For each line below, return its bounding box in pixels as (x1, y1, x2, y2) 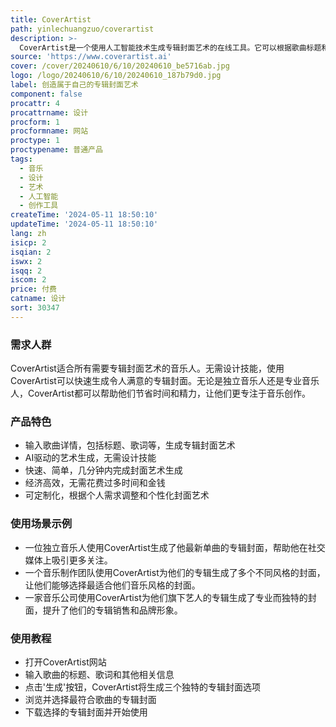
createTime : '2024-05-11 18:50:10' (10, 210, 159, 220)
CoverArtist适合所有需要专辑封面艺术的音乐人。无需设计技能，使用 (10, 362, 285, 375)
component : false (10, 89, 83, 99)
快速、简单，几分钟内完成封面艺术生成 (24, 464, 183, 476)
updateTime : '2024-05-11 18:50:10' (10, 219, 159, 230)
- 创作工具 (19, 201, 59, 211)
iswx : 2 (10, 256, 43, 266)
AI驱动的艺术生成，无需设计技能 (24, 452, 157, 464)
